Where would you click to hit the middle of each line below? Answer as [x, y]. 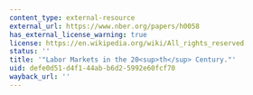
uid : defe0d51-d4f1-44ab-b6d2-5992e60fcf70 [93, 69]
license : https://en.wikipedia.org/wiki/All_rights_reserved [127, 43]
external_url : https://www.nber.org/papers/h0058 [105, 26]
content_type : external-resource [72, 18]
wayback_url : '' [40, 77]
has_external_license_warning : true [78, 34]
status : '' [30, 52]
